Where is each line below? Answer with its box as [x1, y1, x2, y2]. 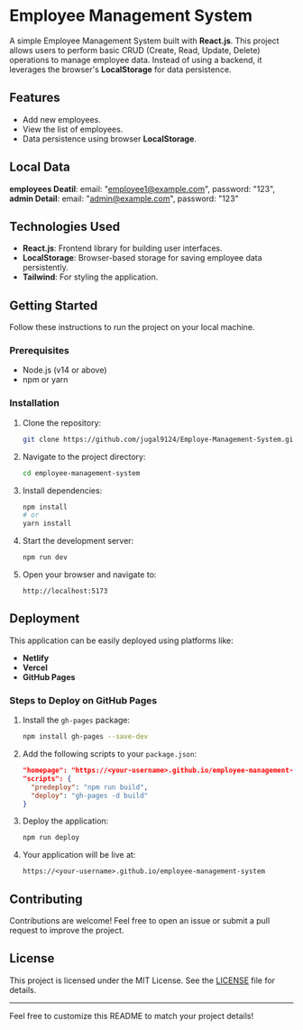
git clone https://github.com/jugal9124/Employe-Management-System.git [22, 435, 298, 444]
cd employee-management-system [22, 468, 141, 478]
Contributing [9, 891, 83, 906]
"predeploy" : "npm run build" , [31, 782, 149, 792]
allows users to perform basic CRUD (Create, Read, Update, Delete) [9, 44, 261, 55]
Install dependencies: [22, 484, 103, 496]
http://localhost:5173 [22, 587, 108, 596]
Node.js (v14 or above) [22, 364, 107, 375]
